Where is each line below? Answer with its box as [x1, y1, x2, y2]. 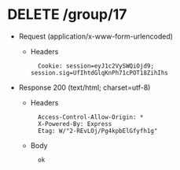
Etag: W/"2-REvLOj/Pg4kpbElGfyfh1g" [37, 127, 158, 135]
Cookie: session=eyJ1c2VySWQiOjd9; [37, 61, 155, 70]
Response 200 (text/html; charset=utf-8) [18, 83, 151, 92]
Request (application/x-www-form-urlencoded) [18, 31, 174, 41]
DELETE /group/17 [7, 6, 127, 24]
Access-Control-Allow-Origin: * [37, 113, 144, 121]
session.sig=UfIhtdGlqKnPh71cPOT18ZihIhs [30, 68, 168, 76]
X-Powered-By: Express [37, 120, 112, 128]
